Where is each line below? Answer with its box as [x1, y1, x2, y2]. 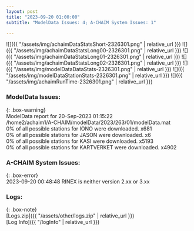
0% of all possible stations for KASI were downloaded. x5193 [6, 138, 154, 145]
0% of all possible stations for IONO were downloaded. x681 [6, 125, 152, 132]
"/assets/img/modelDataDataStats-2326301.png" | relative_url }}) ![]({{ [14, 66, 185, 73]
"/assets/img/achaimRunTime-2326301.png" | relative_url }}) [6, 78, 153, 85]
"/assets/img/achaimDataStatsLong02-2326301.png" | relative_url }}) [14, 59, 182, 66]
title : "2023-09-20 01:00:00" [6, 14, 81, 20]
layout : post [6, 8, 38, 15]
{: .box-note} [6, 206, 37, 213]
